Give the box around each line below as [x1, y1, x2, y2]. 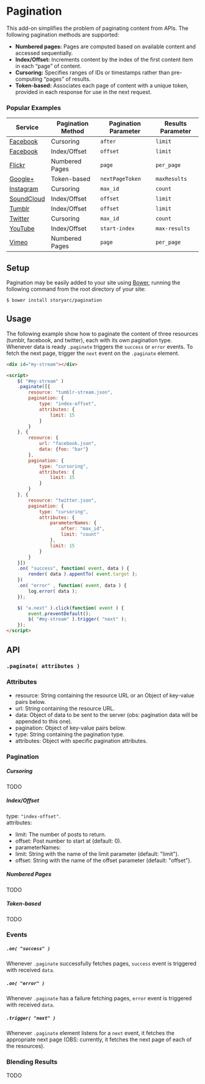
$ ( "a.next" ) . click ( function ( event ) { [17, 605, 124, 611]
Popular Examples [6, 103, 61, 112]
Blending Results [6, 1058, 58, 1066]
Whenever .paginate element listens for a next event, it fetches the [6, 1030, 175, 1037]
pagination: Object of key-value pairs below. [15, 724, 126, 731]
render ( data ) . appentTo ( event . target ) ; [28, 571, 138, 577]
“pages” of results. [43, 75, 91, 82]
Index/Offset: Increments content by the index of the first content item [15, 56, 193, 63]
